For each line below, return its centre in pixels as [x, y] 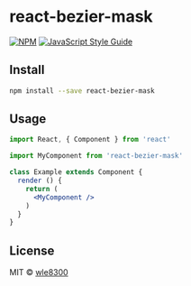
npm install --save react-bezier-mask [82, 91]
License [32, 250]
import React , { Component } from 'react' [90, 140]
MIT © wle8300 [39, 272]
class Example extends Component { [76, 172]
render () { [40, 181]
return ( [42, 189]
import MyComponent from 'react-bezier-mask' [96, 156]
